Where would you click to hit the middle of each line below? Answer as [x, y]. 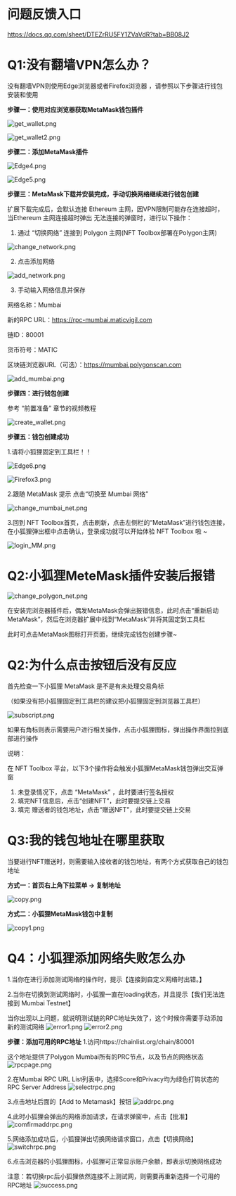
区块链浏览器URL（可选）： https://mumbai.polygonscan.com [94, 364]
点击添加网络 [36, 261]
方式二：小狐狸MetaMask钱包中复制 [60, 914]
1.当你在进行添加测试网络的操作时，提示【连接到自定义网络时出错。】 [106, 979]
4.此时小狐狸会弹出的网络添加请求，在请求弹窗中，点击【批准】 [99, 1117]
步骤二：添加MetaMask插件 [48, 151]
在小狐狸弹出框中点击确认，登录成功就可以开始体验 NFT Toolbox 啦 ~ [107, 531]
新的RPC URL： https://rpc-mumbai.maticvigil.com [80, 319]
